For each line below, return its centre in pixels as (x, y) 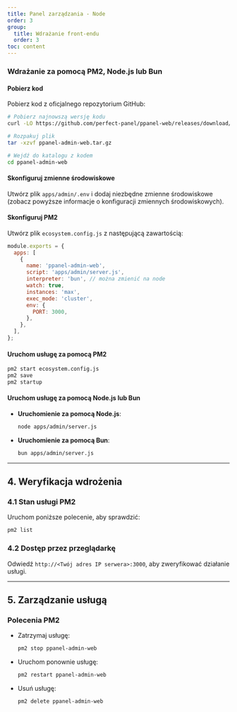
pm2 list (20, 530)
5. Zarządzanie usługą (57, 600)
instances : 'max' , (53, 292)
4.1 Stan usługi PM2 (42, 502)
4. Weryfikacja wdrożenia (65, 482)
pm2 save (20, 375)
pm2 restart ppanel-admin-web (62, 675)
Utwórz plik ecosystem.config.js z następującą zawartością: (95, 233)
